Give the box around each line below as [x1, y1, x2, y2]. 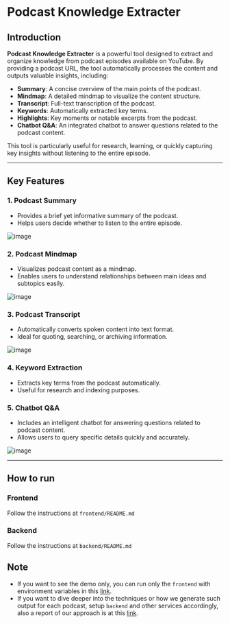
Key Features [7, 176, 65, 187]
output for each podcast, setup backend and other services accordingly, [16, 601, 219, 610]
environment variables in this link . [16, 587, 112, 595]
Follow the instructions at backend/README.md [7, 541, 132, 549]
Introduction [7, 32, 62, 43]
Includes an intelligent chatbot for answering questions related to [16, 418, 201, 427]
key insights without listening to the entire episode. [7, 149, 151, 157]
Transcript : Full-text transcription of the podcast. [16, 99, 156, 107]
